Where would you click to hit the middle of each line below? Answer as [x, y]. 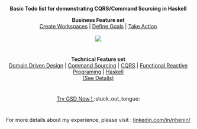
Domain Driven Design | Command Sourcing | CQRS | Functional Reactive [98, 66]
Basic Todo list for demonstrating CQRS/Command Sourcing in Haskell [98, 9]
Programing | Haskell [98, 72]
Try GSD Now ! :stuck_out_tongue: [98, 99]
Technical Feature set [98, 59]
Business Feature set [98, 20]
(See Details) [98, 78]
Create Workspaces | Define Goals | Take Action [98, 26]
